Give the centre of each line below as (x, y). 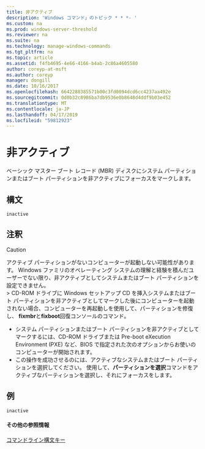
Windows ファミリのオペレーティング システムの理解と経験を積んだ (103, 270)
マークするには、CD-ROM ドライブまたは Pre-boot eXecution (93, 336)
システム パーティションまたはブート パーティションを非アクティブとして (107, 329)
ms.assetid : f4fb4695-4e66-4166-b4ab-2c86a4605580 (72, 63)
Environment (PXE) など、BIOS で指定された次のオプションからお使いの (106, 344)
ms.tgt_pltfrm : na (30, 52)
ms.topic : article (30, 58)
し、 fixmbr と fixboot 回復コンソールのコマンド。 (68, 316)
